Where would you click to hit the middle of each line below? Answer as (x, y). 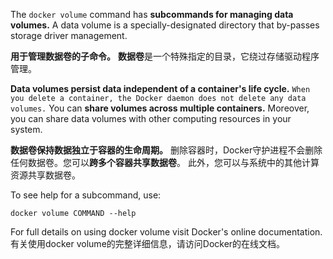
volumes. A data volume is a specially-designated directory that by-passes (165, 25)
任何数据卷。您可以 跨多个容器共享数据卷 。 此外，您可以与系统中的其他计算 (165, 162)
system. (26, 129)
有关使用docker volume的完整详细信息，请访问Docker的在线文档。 (148, 243)
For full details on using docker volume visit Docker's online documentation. (166, 232)
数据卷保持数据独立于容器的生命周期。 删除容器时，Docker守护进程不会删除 (166, 150)
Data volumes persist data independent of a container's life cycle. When (160, 88)
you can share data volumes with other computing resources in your (151, 118)
